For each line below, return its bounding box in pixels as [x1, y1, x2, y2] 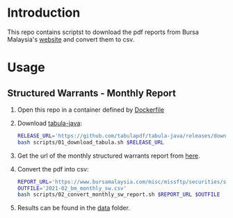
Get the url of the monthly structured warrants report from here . [17, 151, 200, 160]
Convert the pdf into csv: [17, 165, 89, 173]
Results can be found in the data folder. [17, 203, 131, 212]
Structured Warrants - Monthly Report [7, 87, 176, 99]
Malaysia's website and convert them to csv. [7, 35, 135, 43]
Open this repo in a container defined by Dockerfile [17, 106, 165, 114]
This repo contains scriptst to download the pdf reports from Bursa [7, 28, 200, 36]
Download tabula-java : [17, 119, 82, 127]
